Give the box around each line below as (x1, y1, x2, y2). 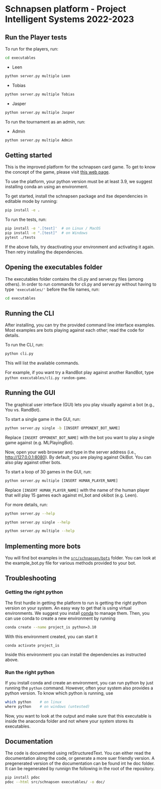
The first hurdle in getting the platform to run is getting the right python (5, 600, 147, 606)
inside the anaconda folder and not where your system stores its (5, 718, 134, 724)
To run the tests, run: (5, 216, 47, 222)
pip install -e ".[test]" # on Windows (5, 230, 88, 235)
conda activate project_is (5, 643, 60, 648)
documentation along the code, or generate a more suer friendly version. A (5, 755, 155, 761)
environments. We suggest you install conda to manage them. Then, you (5, 610, 150, 616)
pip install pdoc (5, 775, 40, 780)
